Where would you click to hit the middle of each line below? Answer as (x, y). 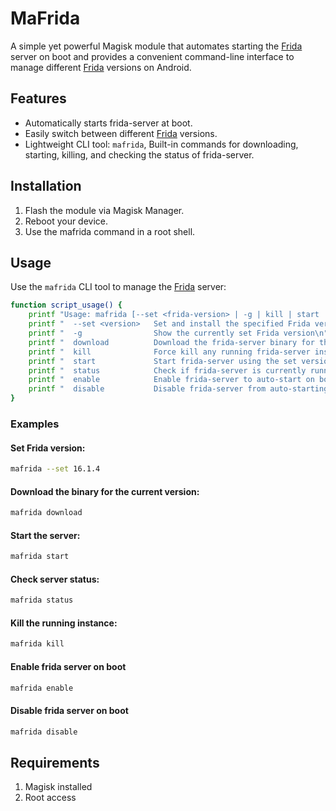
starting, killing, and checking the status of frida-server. (139, 154)
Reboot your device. (66, 221)
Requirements (55, 762)
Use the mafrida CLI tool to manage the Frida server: (118, 287)
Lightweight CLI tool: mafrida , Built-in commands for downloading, (161, 144)
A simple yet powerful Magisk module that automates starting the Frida (156, 46)
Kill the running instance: (64, 623)
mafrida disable (44, 732)
